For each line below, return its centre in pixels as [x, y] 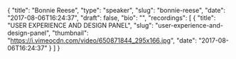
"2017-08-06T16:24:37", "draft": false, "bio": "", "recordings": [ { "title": [112, 18]
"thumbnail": [70, 33]
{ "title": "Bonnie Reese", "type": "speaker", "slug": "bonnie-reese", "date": [117, 10]
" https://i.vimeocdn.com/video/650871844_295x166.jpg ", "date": [102, 41]
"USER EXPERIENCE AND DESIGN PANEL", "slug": [81, 25]
